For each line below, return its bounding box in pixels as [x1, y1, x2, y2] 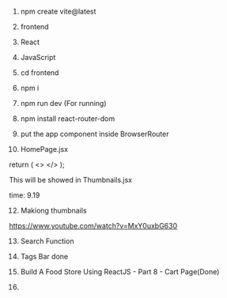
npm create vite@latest [20, 7, 96, 16]
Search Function [20, 236, 74, 246]
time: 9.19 [9, 190, 40, 200]
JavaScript [20, 53, 56, 62]
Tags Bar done [20, 252, 69, 261]
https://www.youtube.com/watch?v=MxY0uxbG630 [9, 221, 177, 230]
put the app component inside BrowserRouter [20, 130, 169, 138]
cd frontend [20, 68, 59, 77]
